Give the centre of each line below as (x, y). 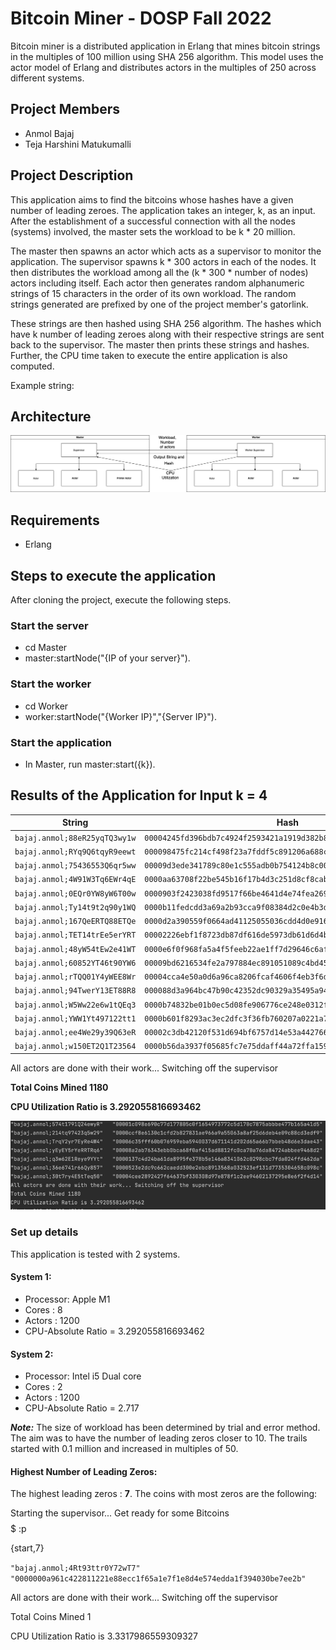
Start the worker (51, 684)
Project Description (72, 175)
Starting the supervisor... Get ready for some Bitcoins (120, 1513)
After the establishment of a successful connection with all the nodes (153, 221)
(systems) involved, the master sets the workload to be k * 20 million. (153, 231)
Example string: (42, 385)
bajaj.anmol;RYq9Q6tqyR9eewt (75, 852)
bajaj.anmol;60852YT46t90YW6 (75, 963)
